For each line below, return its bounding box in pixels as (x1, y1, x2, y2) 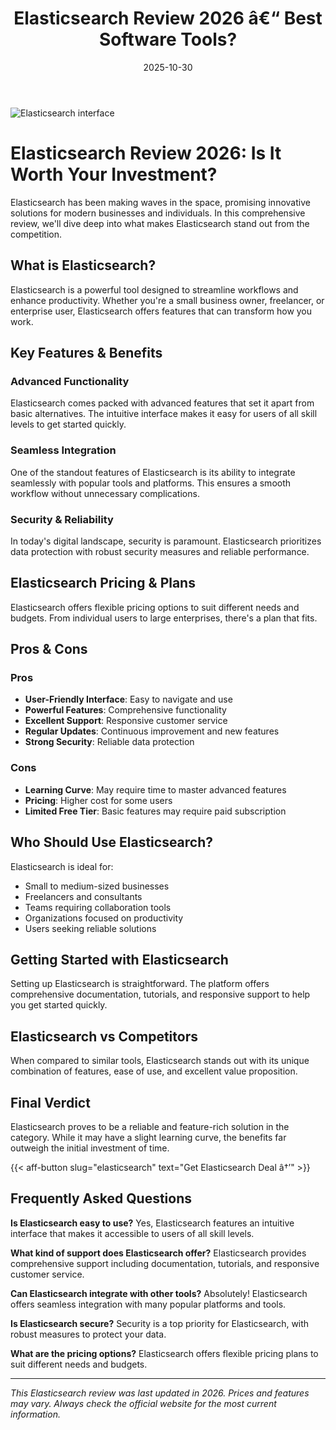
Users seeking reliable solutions (24, 922, 157, 934)
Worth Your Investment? (10, 163, 218, 186)
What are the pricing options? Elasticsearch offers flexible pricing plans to (10, 1347, 319, 1359)
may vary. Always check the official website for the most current (10, 1397, 277, 1409)
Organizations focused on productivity (24, 912, 184, 924)
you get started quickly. (10, 999, 108, 1011)
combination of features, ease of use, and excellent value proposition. (10, 1065, 298, 1077)
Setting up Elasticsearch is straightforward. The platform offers (10, 978, 270, 990)
